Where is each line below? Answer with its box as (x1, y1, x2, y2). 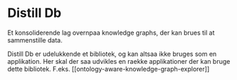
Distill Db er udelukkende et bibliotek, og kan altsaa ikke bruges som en (7, 50, 217, 58)
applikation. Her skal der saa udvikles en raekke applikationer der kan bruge (7, 57, 231, 65)
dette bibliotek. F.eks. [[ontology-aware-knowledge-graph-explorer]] (7, 64, 210, 73)
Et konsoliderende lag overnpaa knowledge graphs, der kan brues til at (7, 28, 215, 37)
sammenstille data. (7, 35, 63, 44)
